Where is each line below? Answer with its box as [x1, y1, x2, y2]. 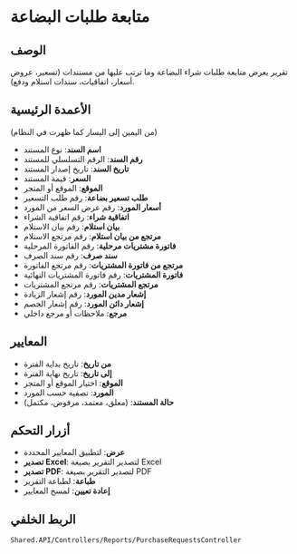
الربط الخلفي [10, 511, 76, 527]
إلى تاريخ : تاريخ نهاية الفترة [23, 367, 112, 378]
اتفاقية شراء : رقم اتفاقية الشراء [23, 211, 129, 222]
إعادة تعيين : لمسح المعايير [23, 485, 110, 496]
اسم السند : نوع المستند [23, 143, 102, 155]
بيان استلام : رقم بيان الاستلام [23, 220, 120, 232]
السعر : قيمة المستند [23, 172, 91, 183]
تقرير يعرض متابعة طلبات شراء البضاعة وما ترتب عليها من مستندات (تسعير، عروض [10, 66, 289, 77]
